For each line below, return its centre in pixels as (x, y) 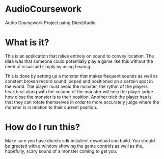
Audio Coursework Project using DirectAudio (50, 23)
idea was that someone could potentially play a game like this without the (79, 61)
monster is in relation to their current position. (51, 107)
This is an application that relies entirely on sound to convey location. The (80, 56)
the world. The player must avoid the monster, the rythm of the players (77, 86)
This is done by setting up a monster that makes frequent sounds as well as (82, 76)
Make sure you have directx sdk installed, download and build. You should (80, 140)
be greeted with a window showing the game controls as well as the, (74, 146)
